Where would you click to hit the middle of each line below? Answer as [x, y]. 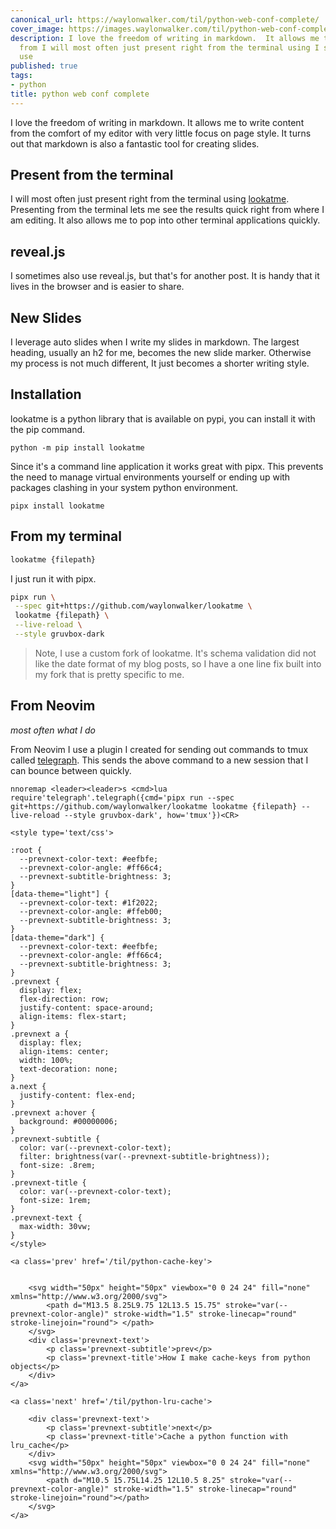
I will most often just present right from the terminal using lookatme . [150, 199]
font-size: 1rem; [55, 1200]
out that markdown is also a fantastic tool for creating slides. [135, 143]
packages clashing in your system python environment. [124, 487]
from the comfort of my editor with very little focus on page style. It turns [161, 133]
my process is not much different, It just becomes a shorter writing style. [160, 363]
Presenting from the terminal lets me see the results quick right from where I [167, 210]
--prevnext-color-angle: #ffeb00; [91, 911]
